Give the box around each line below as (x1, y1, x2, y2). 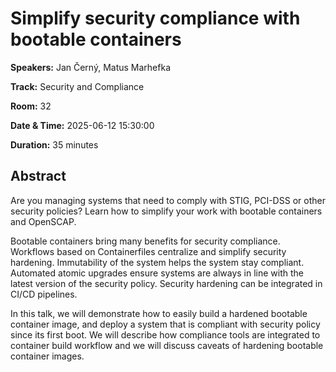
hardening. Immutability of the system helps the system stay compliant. (10, 256, 305, 268)
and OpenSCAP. (10, 215, 77, 227)
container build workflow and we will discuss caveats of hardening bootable (10, 339, 324, 351)
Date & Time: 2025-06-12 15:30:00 (10, 119, 155, 131)
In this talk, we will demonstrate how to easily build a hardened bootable (10, 307, 308, 319)
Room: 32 (10, 100, 52, 112)
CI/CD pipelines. (10, 288, 78, 300)
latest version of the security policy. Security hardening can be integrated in (10, 277, 323, 289)
